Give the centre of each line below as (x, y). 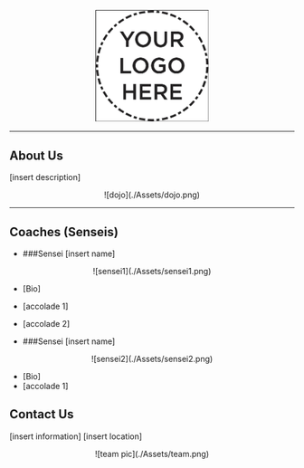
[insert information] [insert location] (76, 436)
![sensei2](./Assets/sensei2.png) (152, 358)
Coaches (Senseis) (64, 232)
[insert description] (45, 177)
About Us (36, 155)
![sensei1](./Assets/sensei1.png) (152, 271)
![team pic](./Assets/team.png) (152, 454)
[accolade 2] (46, 323)
